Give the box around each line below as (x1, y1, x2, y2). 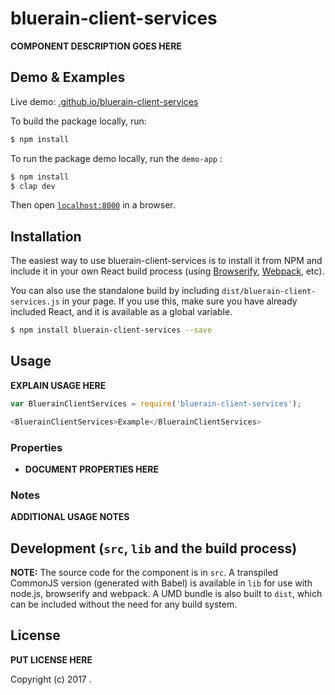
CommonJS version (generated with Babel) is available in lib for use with (10, 577, 313, 589)
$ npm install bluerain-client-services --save (10, 325, 213, 336)
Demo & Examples (10, 69, 126, 86)
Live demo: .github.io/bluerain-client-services (10, 95, 199, 107)
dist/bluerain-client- (221, 287, 317, 297)
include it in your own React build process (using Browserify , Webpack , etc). (10, 265, 325, 277)
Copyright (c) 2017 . (10, 673, 92, 685)
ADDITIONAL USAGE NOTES (10, 511, 130, 523)
